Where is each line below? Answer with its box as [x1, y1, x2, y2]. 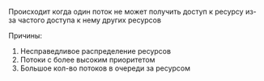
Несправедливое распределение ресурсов [19, 47, 172, 55]
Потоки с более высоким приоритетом [19, 55, 155, 64]
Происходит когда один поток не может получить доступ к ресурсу [8, 7, 245, 16]
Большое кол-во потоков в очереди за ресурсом [19, 63, 191, 73]
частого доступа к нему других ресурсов [17, 15, 162, 25]
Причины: [8, 31, 43, 40]
